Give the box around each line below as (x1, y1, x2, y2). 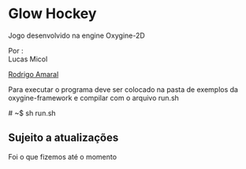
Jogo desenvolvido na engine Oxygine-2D (8, 31, 146, 40)
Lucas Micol (8, 54, 48, 64)
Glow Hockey (8, 5, 97, 23)
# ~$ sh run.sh (8, 108, 57, 118)
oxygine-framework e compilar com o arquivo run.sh (8, 93, 180, 102)
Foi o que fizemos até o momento (8, 152, 117, 161)
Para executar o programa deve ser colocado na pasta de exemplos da (8, 84, 239, 94)
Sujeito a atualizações (8, 131, 119, 145)
